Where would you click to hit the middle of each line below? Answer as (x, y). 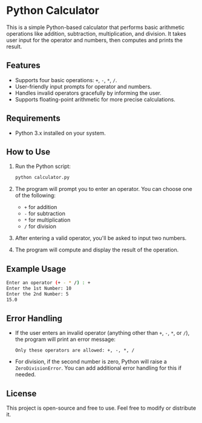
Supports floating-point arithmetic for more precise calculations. (95, 99)
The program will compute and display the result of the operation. (97, 250)
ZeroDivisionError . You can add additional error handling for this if (98, 368)
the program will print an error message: (65, 340)
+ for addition (41, 207)
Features (23, 66)
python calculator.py (42, 178)
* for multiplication (47, 220)
